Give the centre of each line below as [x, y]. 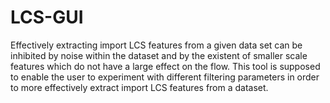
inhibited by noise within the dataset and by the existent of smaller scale [159, 55]
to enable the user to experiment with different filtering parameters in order [165, 77]
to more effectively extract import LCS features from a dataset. [139, 87]
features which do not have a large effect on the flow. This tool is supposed [165, 66]
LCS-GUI [47, 17]
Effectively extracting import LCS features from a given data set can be [156, 45]
